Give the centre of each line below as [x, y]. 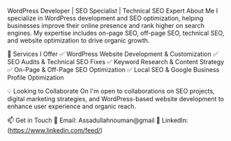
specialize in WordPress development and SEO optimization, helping [105, 18]
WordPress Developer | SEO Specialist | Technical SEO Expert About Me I [113, 11]
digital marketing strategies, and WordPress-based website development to [116, 99]
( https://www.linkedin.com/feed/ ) [55, 130]
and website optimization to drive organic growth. [79, 40]
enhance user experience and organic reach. [72, 106]
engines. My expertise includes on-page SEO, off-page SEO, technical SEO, [116, 33]
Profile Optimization [36, 77]
